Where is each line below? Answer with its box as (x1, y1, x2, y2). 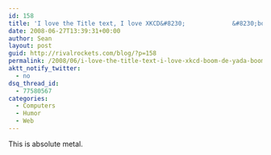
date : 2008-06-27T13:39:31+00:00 (8, 27, 121, 35)
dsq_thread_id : (8, 79, 60, 87)
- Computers (15, 102, 56, 110)
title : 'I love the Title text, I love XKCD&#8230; (8, 19, 186, 27)
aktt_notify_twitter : (8, 65, 81, 73)
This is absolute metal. (8, 139, 83, 149)
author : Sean (8, 34, 52, 43)
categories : (8, 94, 48, 103)
